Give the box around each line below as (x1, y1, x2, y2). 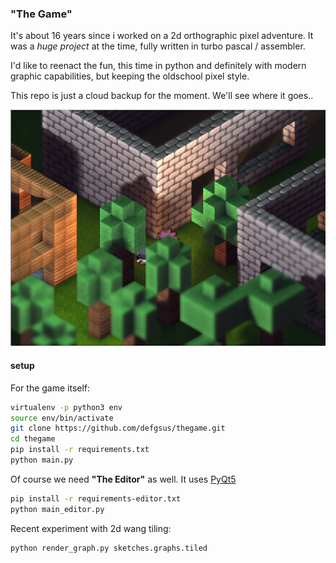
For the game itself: (10, 382, 91, 394)
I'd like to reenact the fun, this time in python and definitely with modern (10, 60, 307, 72)
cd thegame (10, 434, 56, 444)
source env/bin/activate (10, 413, 114, 423)
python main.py (10, 455, 74, 466)
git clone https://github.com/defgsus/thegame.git (10, 423, 226, 434)
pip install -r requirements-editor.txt (10, 493, 182, 504)
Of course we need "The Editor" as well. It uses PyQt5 (10, 473, 237, 485)
